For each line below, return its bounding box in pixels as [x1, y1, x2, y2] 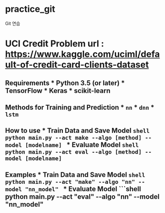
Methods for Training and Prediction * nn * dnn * [5, 103, 155, 112]
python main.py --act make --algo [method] [5, 134, 142, 141]
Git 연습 [5, 20, 21, 26]
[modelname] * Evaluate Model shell [25, 141, 139, 149]
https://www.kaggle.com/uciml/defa [5, 48, 160, 60]
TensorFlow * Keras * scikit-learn [5, 86, 110, 95]
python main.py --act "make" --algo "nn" [5, 178, 135, 185]
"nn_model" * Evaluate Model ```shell [25, 184, 141, 193]
